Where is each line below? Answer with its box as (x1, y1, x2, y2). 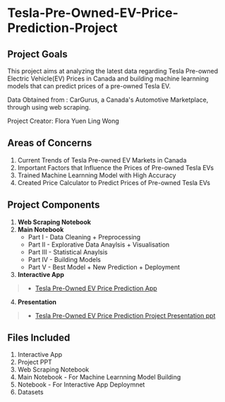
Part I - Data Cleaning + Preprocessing (28, 232, 141, 241)
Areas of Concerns (7, 137, 92, 149)
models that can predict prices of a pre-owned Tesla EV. (7, 82, 171, 90)
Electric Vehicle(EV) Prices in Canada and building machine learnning (7, 74, 209, 83)
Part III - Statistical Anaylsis (28, 247, 108, 256)
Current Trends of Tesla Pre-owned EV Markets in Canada (17, 155, 187, 164)
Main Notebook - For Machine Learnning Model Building (17, 373, 181, 382)
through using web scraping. (7, 103, 91, 111)
